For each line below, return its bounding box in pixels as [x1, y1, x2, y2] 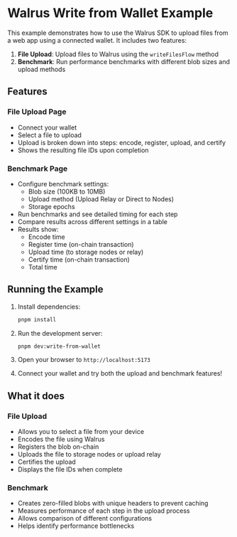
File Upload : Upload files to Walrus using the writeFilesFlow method [17, 50, 219, 58]
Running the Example [7, 283, 104, 296]
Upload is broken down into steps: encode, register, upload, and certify [17, 138, 226, 147]
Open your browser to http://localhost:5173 [17, 356, 151, 364]
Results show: [17, 225, 59, 233]
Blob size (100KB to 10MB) [28, 187, 106, 196]
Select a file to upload [17, 130, 82, 139]
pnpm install [17, 316, 57, 323]
